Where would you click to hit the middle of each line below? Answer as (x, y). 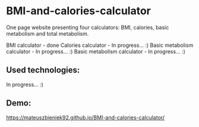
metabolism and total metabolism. (48, 33)
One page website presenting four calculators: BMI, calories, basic (88, 27)
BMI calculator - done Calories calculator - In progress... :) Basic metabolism (100, 45)
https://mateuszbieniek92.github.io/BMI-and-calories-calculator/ (86, 118)
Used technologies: (43, 70)
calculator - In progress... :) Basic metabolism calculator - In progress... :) (96, 51)
